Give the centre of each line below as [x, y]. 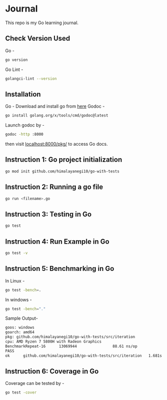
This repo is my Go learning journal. [42, 23]
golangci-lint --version [31, 78]
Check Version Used [38, 38]
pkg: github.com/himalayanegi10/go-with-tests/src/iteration [70, 337]
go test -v [16, 253]
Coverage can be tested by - [35, 383]
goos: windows [20, 328]
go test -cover [21, 392]
